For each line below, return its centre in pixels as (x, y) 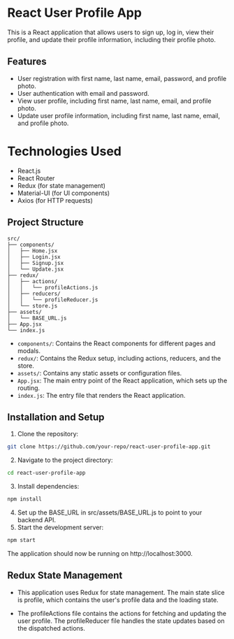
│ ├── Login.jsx (34, 257)
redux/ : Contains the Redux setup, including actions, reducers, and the (119, 358)
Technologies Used (65, 151)
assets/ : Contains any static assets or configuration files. (100, 373)
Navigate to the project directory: (65, 460)
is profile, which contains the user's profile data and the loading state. (118, 600)
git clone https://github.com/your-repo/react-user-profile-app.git (109, 447)
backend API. (37, 519)
